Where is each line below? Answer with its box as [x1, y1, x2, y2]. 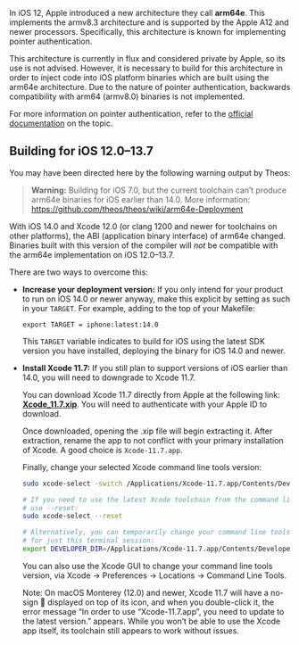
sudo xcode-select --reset [21, 512, 123, 521]
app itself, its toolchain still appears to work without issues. [21, 624, 239, 636]
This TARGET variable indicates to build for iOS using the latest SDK [21, 335, 266, 346]
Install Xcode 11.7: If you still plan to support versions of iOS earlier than [21, 362, 288, 373]
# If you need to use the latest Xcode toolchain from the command [21, 495, 278, 504]
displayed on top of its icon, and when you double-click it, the [47, 597, 275, 608]
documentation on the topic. [9, 118, 113, 128]
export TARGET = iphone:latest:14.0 [21, 320, 159, 329]
